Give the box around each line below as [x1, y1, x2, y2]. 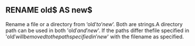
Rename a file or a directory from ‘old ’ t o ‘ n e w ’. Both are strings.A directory [5, 20, 183, 27]
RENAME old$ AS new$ [5, 5, 93, 15]
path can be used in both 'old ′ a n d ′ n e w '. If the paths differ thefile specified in [5, 27, 190, 34]
